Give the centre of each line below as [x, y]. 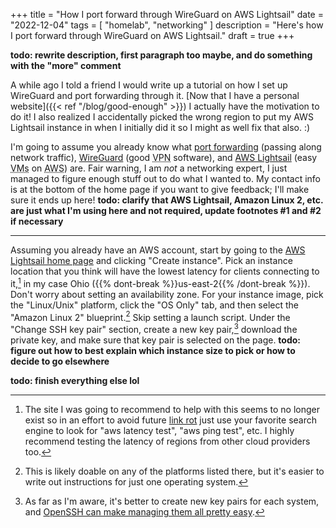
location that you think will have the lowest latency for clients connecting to [165, 271]
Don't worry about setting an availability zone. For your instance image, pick [167, 294]
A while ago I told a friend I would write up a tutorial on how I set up [149, 85]
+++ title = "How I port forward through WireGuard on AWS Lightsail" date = [167, 14]
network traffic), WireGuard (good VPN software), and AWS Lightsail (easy [164, 157]
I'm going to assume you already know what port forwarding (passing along [166, 147]
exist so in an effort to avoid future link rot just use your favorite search [170, 420]
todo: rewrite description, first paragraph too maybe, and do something [161, 55]
